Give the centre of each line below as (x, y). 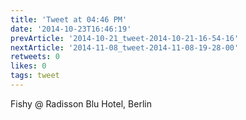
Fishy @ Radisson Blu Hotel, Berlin (81, 103)
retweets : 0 (35, 57)
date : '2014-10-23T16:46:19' (71, 29)
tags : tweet (35, 76)
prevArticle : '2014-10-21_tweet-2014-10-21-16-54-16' (125, 38)
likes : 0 (28, 66)
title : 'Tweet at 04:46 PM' (69, 19)
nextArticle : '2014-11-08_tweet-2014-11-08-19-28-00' (125, 47)
